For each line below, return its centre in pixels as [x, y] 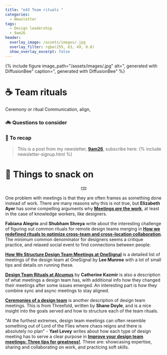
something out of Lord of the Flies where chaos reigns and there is [74, 326]
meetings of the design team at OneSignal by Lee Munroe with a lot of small [83, 260]
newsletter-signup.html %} [45, 154]
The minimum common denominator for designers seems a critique [74, 239]
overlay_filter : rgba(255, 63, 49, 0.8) [52, 47]
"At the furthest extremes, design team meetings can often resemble [76, 321]
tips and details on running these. [39, 265]
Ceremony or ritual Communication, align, [48, 109]
